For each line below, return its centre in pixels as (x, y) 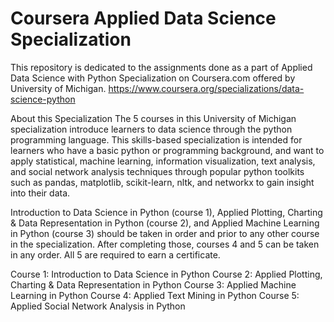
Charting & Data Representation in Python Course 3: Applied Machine (153, 284)
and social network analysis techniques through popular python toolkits (157, 171)
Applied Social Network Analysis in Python (98, 306)
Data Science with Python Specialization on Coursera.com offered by (153, 78)
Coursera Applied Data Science (143, 18)
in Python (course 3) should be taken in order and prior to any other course (165, 233)
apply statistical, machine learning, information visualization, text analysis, (163, 161)
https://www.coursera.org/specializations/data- (206, 88)
